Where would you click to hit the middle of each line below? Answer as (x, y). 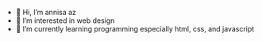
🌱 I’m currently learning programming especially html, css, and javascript (135, 29)
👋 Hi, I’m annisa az (46, 12)
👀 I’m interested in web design (65, 20)
